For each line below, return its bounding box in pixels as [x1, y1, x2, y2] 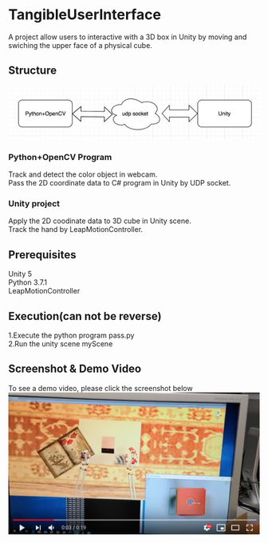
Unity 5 [8, 270, 33, 279]
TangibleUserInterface [8, 6, 162, 24]
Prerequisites [8, 248, 77, 262]
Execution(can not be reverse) [8, 309, 162, 323]
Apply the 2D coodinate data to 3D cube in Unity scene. [8, 216, 191, 226]
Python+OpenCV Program [8, 151, 112, 162]
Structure [8, 64, 57, 78]
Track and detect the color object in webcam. [8, 170, 158, 179]
